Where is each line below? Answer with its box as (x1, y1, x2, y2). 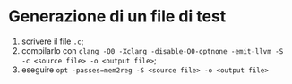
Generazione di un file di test (8, 6, 227, 27)
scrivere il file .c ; (21, 36, 84, 46)
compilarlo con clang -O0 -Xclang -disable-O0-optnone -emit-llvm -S (21, 45, 284, 55)
